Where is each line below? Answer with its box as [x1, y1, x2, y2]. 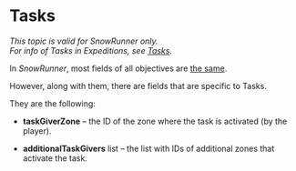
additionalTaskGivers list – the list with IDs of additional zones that [22, 143, 275, 154]
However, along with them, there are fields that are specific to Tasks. [9, 80, 267, 91]
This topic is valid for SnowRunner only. [9, 35, 158, 46]
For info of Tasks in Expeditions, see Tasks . [9, 45, 173, 55]
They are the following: [9, 97, 96, 109]
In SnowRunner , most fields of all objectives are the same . [9, 63, 228, 74]
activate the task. [22, 152, 88, 164]
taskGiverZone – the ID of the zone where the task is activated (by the [22, 116, 288, 126]
